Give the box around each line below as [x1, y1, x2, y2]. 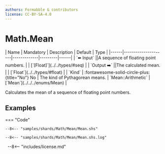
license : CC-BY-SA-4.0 [5, 12, 52, 17]
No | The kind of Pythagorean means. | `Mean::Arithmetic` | [30, 75, 150, 80]
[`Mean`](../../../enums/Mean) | [5, 80, 67, 86]
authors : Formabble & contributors [5, 7, 78, 12]
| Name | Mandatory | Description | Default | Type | [5, 49, 108, 55]
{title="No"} [5, 75, 30, 80]
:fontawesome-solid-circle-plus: [84, 70, 150, 76]
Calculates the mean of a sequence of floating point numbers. [5, 89, 131, 95]
